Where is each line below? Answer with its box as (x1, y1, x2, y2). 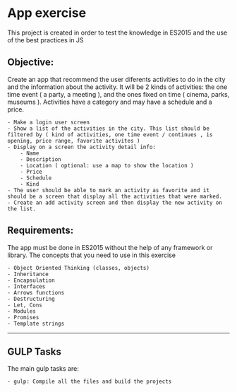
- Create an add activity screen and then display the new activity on (7, 199, 222, 206)
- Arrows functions (7, 289, 65, 296)
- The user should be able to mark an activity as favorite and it (7, 186, 210, 194)
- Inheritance (7, 271, 49, 278)
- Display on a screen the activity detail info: (7, 143, 157, 150)
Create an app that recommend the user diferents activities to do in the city (7, 75, 226, 83)
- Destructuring (7, 295, 55, 302)
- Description (20, 155, 61, 163)
